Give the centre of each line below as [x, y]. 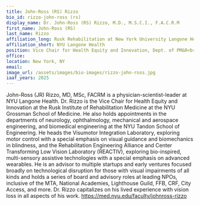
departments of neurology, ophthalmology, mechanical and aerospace [92, 120]
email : [14, 67]
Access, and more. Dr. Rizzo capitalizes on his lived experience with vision [98, 190]
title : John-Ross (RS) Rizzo [42, 12]
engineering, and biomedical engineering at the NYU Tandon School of [93, 127]
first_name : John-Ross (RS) [41, 28]
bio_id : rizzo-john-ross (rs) [44, 17]
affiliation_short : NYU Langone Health [56, 45]
